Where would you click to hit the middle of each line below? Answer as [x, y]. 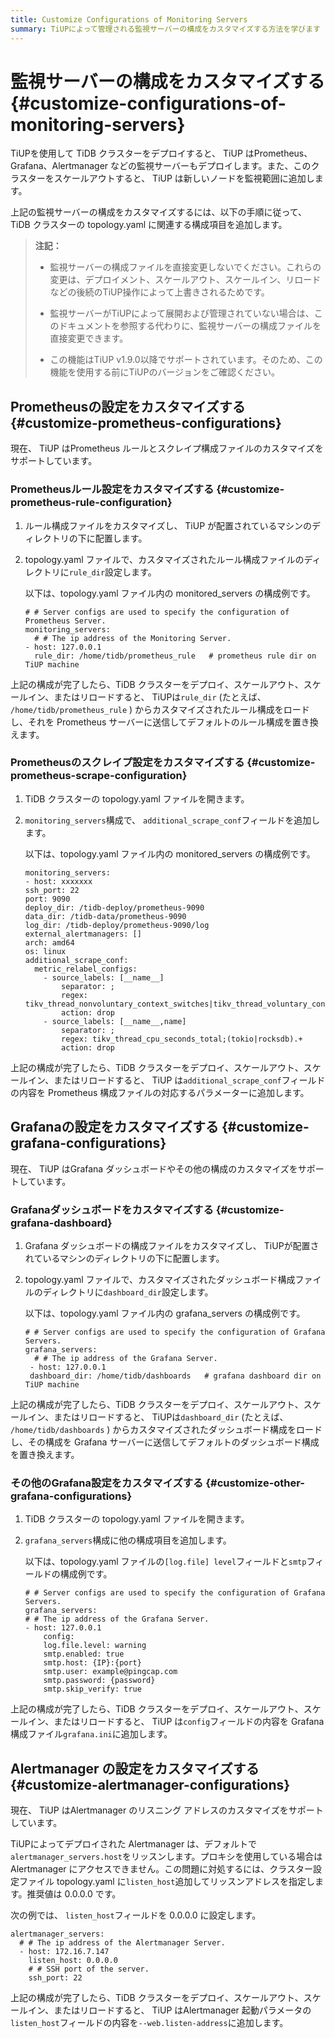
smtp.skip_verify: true [92, 1689]
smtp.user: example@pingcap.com [110, 1672]
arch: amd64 [49, 942]
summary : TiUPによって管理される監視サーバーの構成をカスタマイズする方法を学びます [165, 29]
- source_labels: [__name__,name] [115, 1021]
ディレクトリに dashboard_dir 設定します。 [128, 1292]
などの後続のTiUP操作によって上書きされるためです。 [159, 292]
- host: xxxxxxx [58, 881]
